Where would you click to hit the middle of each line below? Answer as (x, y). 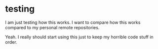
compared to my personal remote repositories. (52, 27)
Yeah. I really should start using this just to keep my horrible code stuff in (79, 37)
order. (11, 42)
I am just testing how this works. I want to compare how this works (73, 22)
